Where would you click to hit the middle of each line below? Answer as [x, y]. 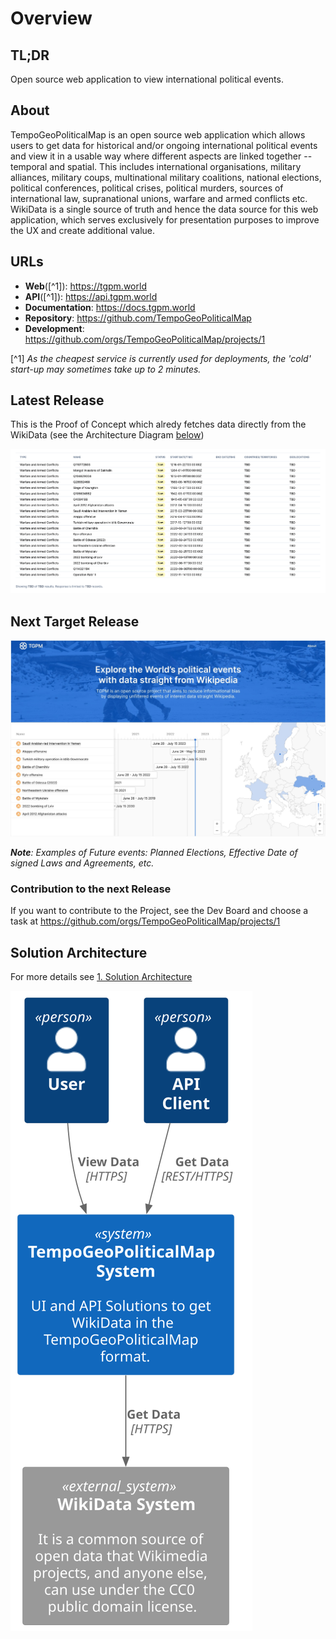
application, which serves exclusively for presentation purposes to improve [165, 219]
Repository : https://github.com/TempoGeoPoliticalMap [138, 318]
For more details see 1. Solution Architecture [101, 976]
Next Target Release [75, 621]
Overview [51, 18]
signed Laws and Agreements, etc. [82, 863]
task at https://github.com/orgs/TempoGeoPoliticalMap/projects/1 [145, 921]
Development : [54, 328]
